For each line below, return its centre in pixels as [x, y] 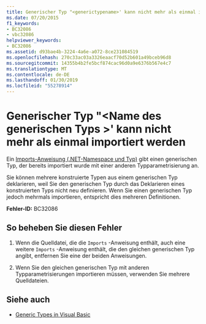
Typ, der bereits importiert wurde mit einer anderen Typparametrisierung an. [103, 165]
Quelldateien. [32, 280]
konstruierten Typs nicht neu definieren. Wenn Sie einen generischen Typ [99, 190]
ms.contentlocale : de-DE [38, 75]
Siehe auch [28, 300]
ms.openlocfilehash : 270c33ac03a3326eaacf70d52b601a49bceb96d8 [89, 57]
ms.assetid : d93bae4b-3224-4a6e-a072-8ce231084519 [72, 52]
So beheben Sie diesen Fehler [64, 228]
